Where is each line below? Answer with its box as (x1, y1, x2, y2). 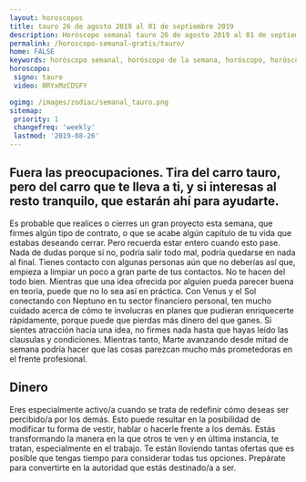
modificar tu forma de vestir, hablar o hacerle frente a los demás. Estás (9, 423, 276, 434)
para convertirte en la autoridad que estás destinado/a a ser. (9, 462, 237, 473)
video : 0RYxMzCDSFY (13, 81, 88, 90)
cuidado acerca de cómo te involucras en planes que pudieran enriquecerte (9, 304, 294, 315)
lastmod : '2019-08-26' (13, 131, 100, 141)
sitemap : (9, 106, 43, 115)
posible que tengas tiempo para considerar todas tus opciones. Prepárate (9, 452, 286, 463)
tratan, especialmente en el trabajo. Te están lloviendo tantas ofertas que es (9, 443, 295, 454)
